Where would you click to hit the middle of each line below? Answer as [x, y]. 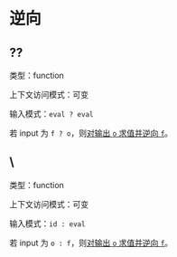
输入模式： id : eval [47, 224]
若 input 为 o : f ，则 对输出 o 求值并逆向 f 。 [91, 243]
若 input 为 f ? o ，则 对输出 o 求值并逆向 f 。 [91, 133]
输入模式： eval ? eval [51, 114]
